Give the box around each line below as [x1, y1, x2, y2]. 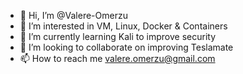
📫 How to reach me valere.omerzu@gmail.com [19, 53, 216, 64]
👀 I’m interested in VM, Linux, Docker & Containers [19, 20, 228, 32]
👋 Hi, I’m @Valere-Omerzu [19, 10, 128, 21]
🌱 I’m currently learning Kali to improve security [19, 31, 217, 42]
